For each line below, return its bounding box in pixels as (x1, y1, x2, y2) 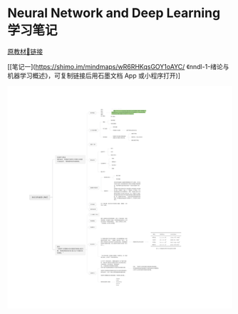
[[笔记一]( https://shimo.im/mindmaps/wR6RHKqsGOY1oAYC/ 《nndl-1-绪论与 (7, 62, 229, 70)
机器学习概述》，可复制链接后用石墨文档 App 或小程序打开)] (7, 71, 180, 80)
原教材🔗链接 (7, 47, 43, 56)
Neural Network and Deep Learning (7, 5, 221, 21)
